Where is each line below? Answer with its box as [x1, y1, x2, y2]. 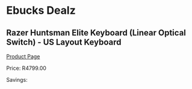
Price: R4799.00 [6, 64, 47, 72]
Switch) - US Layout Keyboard [6, 37, 122, 47]
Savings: [6, 76, 28, 83]
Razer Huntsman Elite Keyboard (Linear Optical [6, 28, 187, 38]
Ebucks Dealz [6, 4, 76, 17]
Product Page [6, 53, 40, 60]
